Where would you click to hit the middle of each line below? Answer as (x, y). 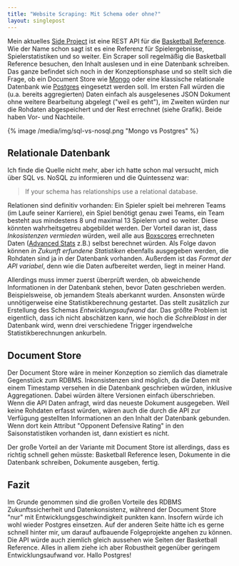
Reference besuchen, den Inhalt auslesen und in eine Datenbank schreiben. (118, 64)
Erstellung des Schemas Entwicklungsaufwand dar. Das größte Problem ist (117, 310)
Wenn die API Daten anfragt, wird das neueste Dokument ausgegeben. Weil (118, 403)
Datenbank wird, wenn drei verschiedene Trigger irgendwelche (100, 325)
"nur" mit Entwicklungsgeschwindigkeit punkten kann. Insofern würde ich (115, 517)
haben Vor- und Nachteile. (46, 117)
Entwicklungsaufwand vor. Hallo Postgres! (70, 555)
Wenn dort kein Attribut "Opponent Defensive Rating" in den (96, 426)
